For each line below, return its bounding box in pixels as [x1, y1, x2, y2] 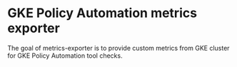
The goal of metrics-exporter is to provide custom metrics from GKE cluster [7, 43, 230, 52]
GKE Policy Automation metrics [7, 5, 198, 21]
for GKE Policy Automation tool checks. [7, 51, 123, 60]
